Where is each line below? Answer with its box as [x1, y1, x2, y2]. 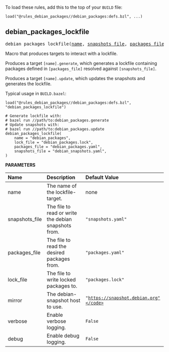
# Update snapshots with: [5, 122, 59, 127]
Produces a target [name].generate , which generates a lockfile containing [5, 60, 157, 66]
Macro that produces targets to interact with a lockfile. [5, 50, 118, 56]
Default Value [85, 174, 119, 181]
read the [47, 243, 67, 250]
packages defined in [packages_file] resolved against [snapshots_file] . [5, 65, 157, 72]
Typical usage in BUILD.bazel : [5, 90, 66, 96]
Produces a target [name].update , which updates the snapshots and [5, 75, 145, 81]
